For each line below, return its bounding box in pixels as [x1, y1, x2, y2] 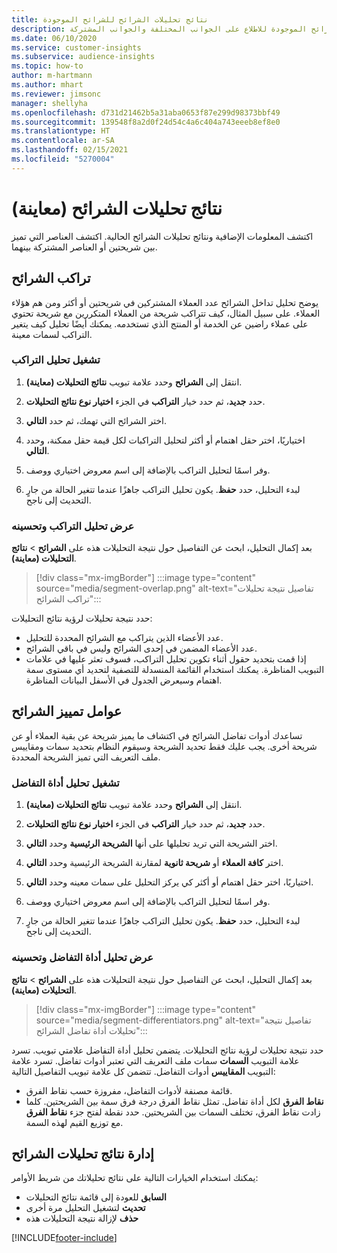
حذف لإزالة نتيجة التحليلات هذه [25, 1212, 139, 1225]
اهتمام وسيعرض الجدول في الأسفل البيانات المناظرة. [25, 674, 223, 686]
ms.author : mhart [11, 80, 84, 90]
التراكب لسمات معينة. [11, 328, 93, 340]
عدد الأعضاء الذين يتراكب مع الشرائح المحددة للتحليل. [25, 632, 224, 644]
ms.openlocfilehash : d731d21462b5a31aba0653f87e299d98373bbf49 [11, 107, 281, 118]
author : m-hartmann [11, 71, 93, 81]
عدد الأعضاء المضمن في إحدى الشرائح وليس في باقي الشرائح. [25, 642, 258, 655]
